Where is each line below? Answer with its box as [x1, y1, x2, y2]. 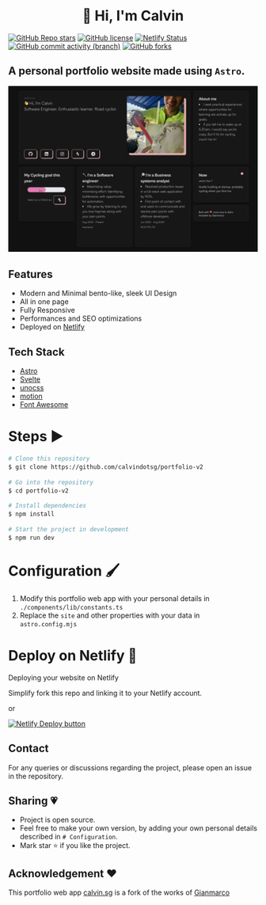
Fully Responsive [19, 306, 75, 315]
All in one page [19, 297, 69, 306]
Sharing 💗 [8, 794, 58, 808]
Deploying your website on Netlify [8, 672, 119, 683]
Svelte [19, 375, 41, 384]
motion [19, 391, 44, 401]
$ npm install [8, 510, 55, 519]
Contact [8, 742, 49, 755]
